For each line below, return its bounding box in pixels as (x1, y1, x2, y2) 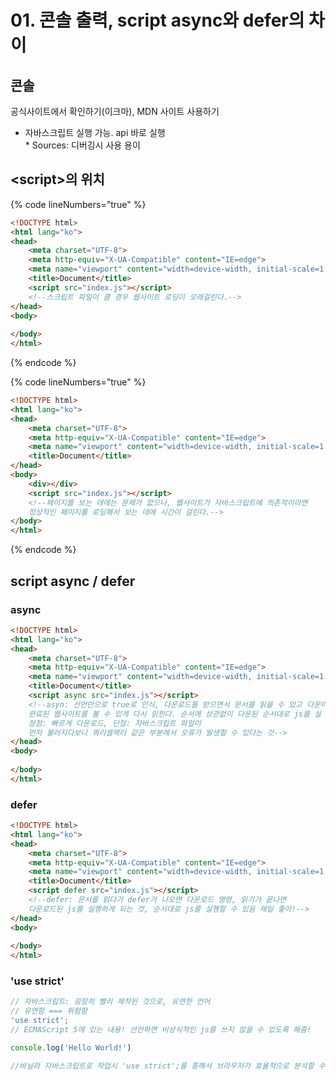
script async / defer (10, 572, 136, 590)
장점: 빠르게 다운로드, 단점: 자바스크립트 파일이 (28, 718, 202, 728)
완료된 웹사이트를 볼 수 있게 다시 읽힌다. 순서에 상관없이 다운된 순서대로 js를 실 (28, 709, 322, 719)
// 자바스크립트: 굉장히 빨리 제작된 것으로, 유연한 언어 (10, 997, 211, 1007)
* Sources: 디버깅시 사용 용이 (24, 139, 141, 151)
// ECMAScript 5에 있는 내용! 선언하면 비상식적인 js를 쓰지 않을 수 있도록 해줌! (10, 1025, 312, 1035)
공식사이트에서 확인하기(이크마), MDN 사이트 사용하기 (10, 106, 220, 117)
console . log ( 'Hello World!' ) (10, 1042, 132, 1053)
